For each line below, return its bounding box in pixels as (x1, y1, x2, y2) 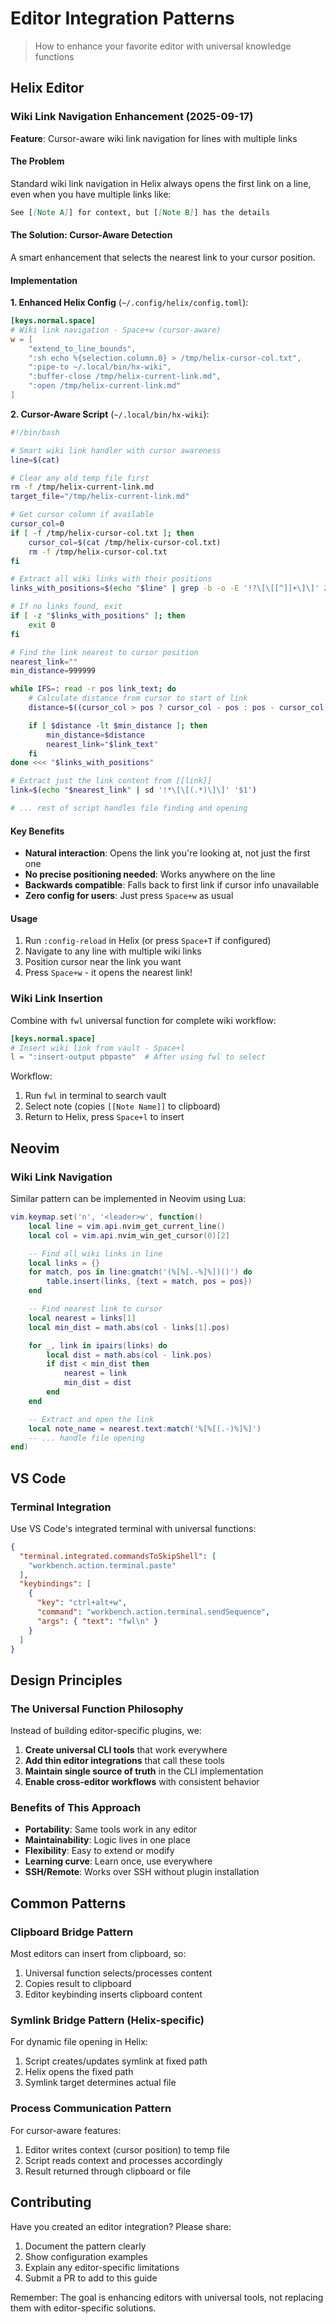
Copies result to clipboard (24, 1978, 132, 1990)
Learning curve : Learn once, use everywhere (24, 1855, 213, 1867)
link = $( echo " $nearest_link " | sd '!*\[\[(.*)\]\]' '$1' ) (10, 785, 257, 796)
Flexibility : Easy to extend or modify (24, 1845, 175, 1857)
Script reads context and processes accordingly (24, 2154, 223, 2166)
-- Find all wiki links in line (28, 1248, 163, 1259)
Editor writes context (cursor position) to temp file (24, 2143, 230, 2156)
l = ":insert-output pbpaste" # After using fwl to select (10, 1052, 267, 1062)
